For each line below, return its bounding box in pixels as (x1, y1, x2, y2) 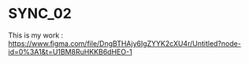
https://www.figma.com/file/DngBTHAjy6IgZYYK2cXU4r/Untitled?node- (8, 38, 242, 48)
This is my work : (8, 30, 64, 40)
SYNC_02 (8, 5, 72, 23)
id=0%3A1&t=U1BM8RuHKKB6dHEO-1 (8, 47, 132, 56)
